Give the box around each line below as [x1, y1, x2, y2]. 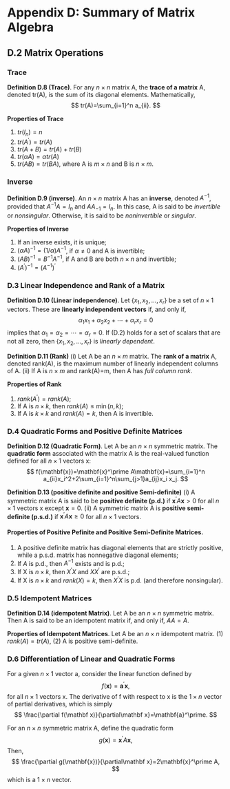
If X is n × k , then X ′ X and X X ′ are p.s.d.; [17, 567, 130, 576]
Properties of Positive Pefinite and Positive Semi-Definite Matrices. [7, 528, 204, 536]
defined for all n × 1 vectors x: [7, 456, 92, 465]
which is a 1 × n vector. [7, 775, 72, 783]
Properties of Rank [7, 380, 62, 388]
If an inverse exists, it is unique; [17, 238, 107, 246]
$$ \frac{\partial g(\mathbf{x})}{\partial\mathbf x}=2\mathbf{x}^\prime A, [11, 757, 220, 766]
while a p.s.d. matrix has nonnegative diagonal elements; [17, 551, 179, 559]
